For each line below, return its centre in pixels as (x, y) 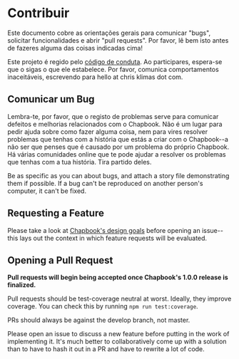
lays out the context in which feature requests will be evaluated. (113, 238)
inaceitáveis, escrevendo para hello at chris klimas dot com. (95, 77)
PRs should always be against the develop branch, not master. (99, 320)
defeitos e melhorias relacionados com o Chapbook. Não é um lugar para (115, 124)
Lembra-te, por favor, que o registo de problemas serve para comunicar (113, 116)
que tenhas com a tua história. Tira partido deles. (80, 162)
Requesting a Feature (56, 213)
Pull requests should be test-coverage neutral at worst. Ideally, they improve (119, 299)
